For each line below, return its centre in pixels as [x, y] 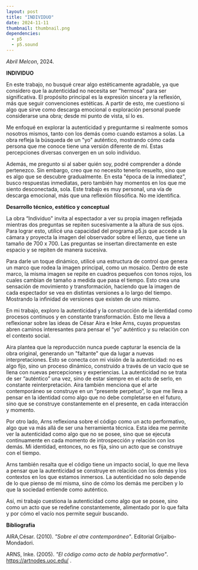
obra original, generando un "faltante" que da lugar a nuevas [80, 353]
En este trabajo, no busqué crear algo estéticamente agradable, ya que [92, 84]
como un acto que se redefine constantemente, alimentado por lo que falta [97, 507]
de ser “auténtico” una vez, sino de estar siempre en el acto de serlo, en [94, 378]
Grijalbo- [166, 536]
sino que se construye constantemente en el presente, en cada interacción [97, 404]
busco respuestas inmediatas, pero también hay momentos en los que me [96, 183]
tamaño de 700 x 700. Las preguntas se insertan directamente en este [92, 243]
